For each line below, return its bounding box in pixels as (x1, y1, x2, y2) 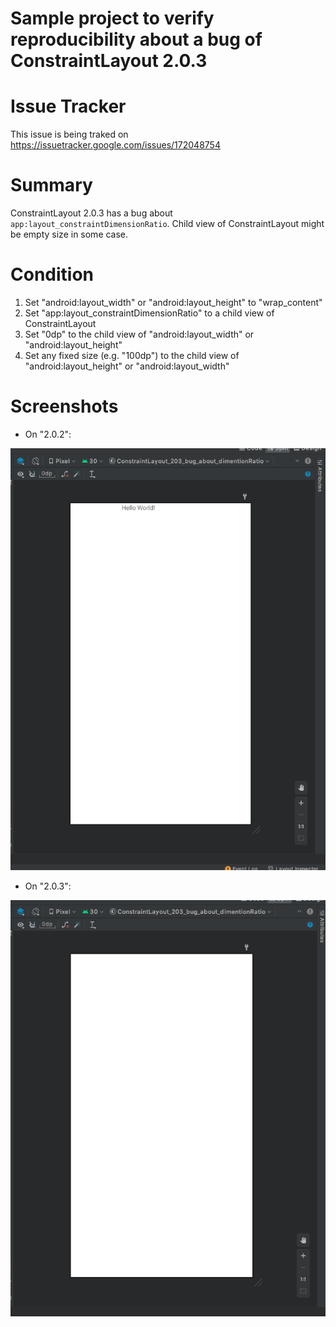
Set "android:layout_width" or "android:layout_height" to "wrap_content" (24, 297, 323, 308)
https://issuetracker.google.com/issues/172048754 (10, 139, 221, 151)
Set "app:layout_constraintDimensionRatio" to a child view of (24, 307, 275, 319)
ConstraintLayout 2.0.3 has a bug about (10, 207, 173, 219)
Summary (10, 174, 93, 197)
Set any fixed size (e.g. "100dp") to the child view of (24, 350, 240, 361)
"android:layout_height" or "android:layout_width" (24, 360, 230, 372)
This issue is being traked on (10, 128, 129, 141)
